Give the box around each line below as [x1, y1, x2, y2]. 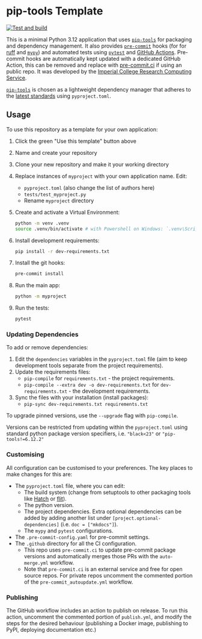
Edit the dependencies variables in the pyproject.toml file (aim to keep [14, 355, 188, 363]
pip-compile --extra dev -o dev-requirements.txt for [23, 381, 159, 388]
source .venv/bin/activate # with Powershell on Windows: [14, 226, 164, 232]
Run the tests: [14, 304, 50, 311]
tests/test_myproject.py [23, 192, 87, 198]
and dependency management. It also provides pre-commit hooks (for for [6, 42, 187, 49]
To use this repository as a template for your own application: [6, 125, 158, 133]
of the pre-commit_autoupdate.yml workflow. [23, 578, 133, 585]
